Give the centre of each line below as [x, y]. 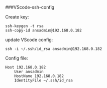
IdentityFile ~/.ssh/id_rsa [43, 80]
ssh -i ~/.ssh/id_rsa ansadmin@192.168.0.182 [54, 49]
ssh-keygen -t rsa [24, 26]
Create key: [17, 17]
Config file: [17, 58]
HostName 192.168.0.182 [39, 76]
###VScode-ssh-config [30, 7]
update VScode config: [29, 40]
